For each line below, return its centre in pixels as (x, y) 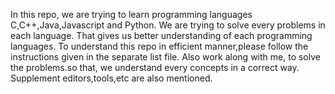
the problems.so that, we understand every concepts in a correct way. (155, 67)
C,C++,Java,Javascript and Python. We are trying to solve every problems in (168, 25)
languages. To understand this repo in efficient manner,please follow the (159, 46)
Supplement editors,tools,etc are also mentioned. (111, 78)
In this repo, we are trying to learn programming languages (131, 14)
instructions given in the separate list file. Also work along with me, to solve (165, 57)
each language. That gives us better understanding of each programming (161, 35)
